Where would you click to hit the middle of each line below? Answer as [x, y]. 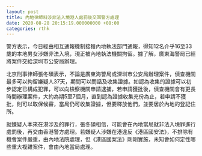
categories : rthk [28, 28]
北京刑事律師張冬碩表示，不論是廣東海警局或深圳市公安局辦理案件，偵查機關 [101, 74]
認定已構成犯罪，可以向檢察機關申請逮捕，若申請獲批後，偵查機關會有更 [101, 89]
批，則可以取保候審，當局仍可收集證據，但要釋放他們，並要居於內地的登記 [98, 104]
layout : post [23, 12]
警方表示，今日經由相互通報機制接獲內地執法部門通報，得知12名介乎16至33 [99, 46]
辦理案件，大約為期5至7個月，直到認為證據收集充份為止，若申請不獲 [101, 97]
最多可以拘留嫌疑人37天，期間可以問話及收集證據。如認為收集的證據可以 [96, 82]
